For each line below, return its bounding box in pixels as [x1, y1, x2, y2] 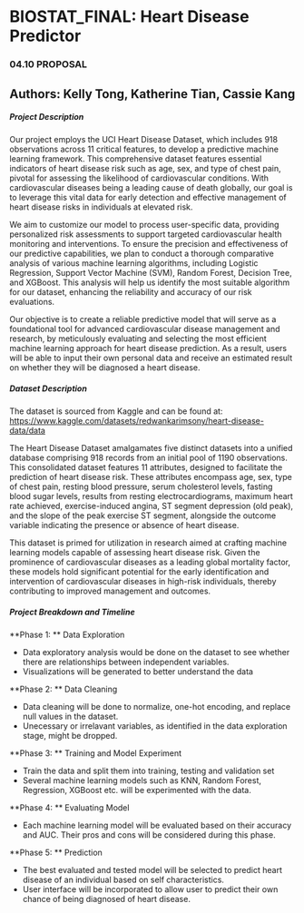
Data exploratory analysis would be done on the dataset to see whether [22, 647, 290, 658]
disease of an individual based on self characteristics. [22, 874, 225, 886]
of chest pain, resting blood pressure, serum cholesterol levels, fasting [9, 481, 273, 492]
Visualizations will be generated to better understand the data [22, 666, 254, 677]
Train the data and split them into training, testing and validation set [22, 765, 275, 777]
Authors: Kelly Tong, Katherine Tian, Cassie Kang [9, 86, 296, 102]
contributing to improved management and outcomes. [9, 585, 211, 596]
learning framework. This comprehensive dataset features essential [9, 153, 262, 164]
